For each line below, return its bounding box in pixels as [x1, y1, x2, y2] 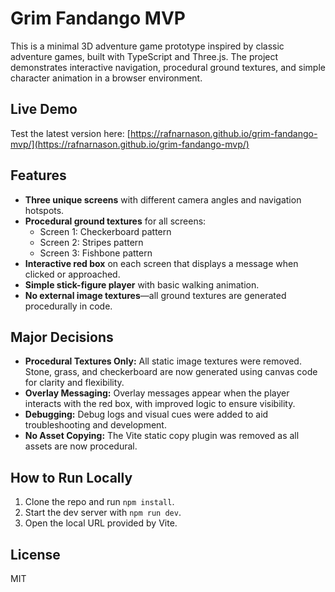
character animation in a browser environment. [10, 72, 203, 84]
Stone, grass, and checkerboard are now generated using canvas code [24, 366, 318, 378]
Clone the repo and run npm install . [24, 496, 175, 508]
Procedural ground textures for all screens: [24, 215, 207, 227]
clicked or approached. [24, 268, 121, 280]
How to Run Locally [10, 469, 133, 486]
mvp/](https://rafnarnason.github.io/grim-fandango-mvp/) [10, 138, 250, 150]
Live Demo [10, 101, 78, 118]
